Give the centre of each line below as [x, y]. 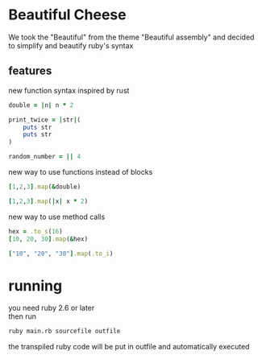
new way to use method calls [57, 217]
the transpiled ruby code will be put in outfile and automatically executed [129, 347]
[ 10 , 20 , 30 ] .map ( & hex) [48, 239]
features [30, 71]
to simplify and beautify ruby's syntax [71, 45]
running [35, 285]
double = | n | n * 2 [41, 105]
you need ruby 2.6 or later [52, 308]
